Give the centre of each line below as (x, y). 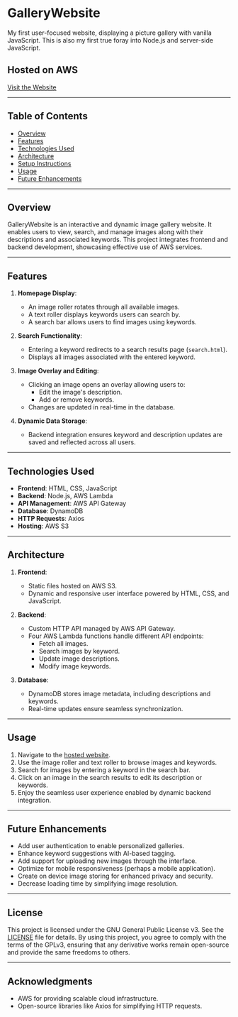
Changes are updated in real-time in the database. (102, 407)
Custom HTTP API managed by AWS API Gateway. (102, 628)
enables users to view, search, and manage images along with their (106, 232)
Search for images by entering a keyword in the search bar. (104, 770)
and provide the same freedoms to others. (69, 952)
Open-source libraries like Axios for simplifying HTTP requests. (110, 1006)
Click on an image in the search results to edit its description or (110, 777)
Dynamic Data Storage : (52, 421)
